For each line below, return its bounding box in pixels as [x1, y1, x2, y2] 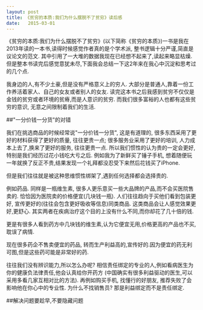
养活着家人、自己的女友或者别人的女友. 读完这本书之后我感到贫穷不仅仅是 [11, 88, 195, 96]
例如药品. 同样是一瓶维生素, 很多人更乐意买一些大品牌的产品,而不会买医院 [6, 185, 188, 193]
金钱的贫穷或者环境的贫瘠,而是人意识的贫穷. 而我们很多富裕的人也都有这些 [6, 96, 192, 103]
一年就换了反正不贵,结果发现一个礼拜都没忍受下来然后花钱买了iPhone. [6, 159, 180, 167]
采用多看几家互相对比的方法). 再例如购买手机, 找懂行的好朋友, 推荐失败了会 [6, 277, 192, 284]
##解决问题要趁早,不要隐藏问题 [6, 297, 83, 305]
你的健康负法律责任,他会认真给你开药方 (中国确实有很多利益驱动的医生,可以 [6, 269, 193, 276]
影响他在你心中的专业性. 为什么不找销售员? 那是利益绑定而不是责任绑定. [6, 284, 185, 291]
